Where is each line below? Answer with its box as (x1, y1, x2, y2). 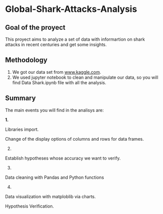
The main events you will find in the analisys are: (5, 107, 104, 113)
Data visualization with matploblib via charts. (5, 193, 96, 199)
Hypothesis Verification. (5, 203, 54, 209)
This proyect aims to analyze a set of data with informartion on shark (5, 36, 145, 42)
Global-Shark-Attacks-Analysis (5, 3, 137, 15)
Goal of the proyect (5, 23, 66, 32)
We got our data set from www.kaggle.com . (12, 69, 101, 75)
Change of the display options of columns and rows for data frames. (5, 136, 144, 142)
